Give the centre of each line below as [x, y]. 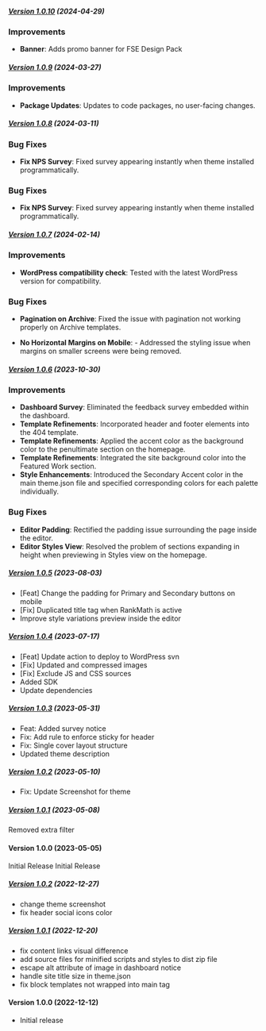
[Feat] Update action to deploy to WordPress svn [100, 656]
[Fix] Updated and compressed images [83, 665]
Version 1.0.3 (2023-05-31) [54, 708]
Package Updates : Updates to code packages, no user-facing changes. [137, 105]
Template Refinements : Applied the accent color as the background [131, 441]
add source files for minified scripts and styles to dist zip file [118, 959]
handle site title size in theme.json [75, 975]
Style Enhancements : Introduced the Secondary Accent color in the [131, 475]
